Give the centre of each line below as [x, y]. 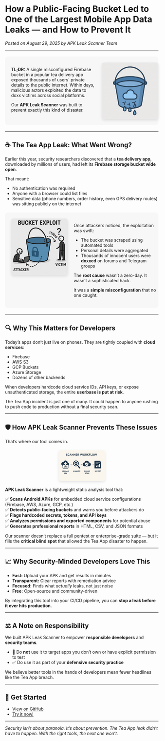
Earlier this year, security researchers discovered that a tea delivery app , [78, 159]
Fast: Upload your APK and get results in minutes [62, 576]
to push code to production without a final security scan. [62, 407]
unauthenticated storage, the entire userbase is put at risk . [64, 392]
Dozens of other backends [39, 378]
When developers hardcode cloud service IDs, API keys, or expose [72, 387]
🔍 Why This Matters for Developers [60, 328]
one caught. [86, 295]
